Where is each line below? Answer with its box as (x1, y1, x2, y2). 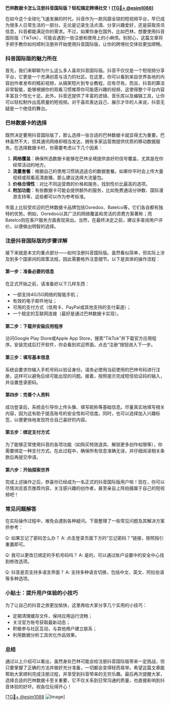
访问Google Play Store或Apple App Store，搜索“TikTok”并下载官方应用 (5, 335, 152, 341)
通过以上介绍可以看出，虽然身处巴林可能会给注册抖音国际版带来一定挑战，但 (5, 658, 165, 664)
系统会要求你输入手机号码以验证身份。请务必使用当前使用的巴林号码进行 (5, 366, 156, 372)
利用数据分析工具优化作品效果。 (12, 631, 79, 638)
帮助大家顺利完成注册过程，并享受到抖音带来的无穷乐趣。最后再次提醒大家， (5, 671, 165, 677)
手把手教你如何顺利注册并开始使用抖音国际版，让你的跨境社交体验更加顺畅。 (5, 41, 165, 47)
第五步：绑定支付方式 (5, 429, 50, 435)
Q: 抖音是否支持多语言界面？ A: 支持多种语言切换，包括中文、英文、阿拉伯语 (5, 569, 164, 575)
